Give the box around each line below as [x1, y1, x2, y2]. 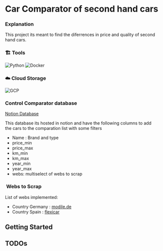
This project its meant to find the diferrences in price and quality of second [5, 32, 156, 37]
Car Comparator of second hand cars [5, 3, 159, 15]
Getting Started [5, 223, 53, 232]
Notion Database [5, 111, 39, 117]
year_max [12, 166, 32, 172]
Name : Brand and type [12, 135, 59, 141]
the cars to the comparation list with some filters [5, 125, 102, 131]
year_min [12, 161, 31, 166]
